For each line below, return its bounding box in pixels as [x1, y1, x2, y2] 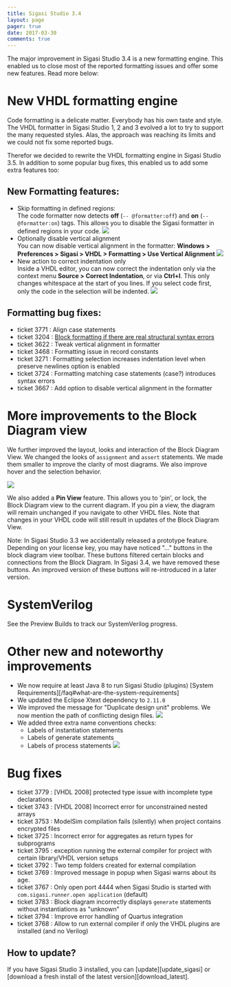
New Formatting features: [7, 186, 120, 198]
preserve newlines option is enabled [16, 362, 120, 370]
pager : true [7, 23, 41, 30]
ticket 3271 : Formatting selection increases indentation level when [16, 354, 206, 363]
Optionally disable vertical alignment [16, 234, 120, 242]
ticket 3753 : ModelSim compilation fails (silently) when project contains [16, 817, 221, 826]
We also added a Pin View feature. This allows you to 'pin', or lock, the [7, 493, 207, 502]
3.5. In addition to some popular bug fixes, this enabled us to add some [7, 159, 208, 167]
